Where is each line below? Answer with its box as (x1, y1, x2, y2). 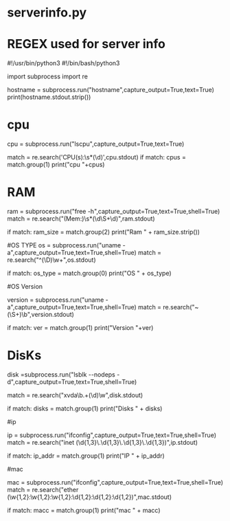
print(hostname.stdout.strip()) (7, 93, 91, 101)
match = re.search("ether (7, 485, 79, 494)
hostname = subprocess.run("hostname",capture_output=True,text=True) (7, 86, 215, 94)
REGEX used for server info (7, 36, 166, 52)
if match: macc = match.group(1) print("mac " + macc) (7, 506, 161, 514)
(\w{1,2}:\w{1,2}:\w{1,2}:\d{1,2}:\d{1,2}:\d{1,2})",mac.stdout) (7, 493, 172, 501)
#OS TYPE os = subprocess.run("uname (7, 241, 122, 249)
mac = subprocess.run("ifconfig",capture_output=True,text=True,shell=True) (7, 478, 224, 486)
